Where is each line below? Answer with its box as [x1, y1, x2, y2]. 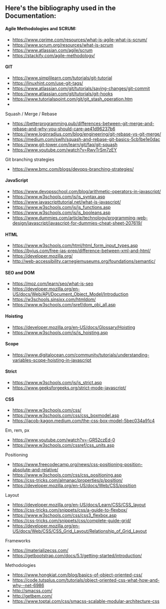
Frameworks [5, 538, 31, 544]
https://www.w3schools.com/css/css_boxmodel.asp [12, 412, 120, 418]
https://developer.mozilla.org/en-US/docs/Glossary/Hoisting [12, 324, 135, 330]
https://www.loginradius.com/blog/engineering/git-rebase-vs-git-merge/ [12, 131, 162, 137]
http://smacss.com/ [12, 588, 53, 594]
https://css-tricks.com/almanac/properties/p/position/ [12, 477, 123, 483]
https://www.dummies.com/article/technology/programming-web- [12, 215, 148, 220]
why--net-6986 [12, 583, 45, 589]
